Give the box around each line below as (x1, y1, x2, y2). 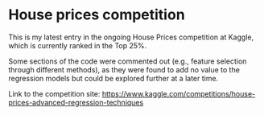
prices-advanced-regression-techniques (8, 97, 144, 107)
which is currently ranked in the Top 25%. (8, 40, 147, 50)
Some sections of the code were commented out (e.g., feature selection (8, 56, 247, 66)
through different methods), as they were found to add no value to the (8, 64, 240, 74)
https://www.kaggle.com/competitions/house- (101, 88, 256, 98)
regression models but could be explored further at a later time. (8, 73, 219, 83)
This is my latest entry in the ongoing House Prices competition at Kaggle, (8, 32, 254, 42)
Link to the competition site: (8, 88, 101, 98)
